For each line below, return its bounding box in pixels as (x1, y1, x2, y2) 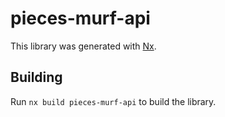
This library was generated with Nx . (10, 40, 157, 52)
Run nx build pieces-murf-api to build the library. (10, 95, 217, 107)
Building (10, 69, 63, 86)
